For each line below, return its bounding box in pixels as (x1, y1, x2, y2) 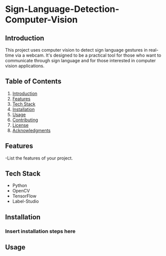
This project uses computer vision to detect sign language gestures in (5, 47, 148, 53)
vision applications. (5, 63, 45, 69)
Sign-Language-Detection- (5, 3, 120, 15)
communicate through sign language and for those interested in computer (5, 58, 156, 63)
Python (12, 182, 27, 188)
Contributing (12, 117, 38, 123)
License (12, 122, 29, 128)
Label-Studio (12, 198, 39, 204)
